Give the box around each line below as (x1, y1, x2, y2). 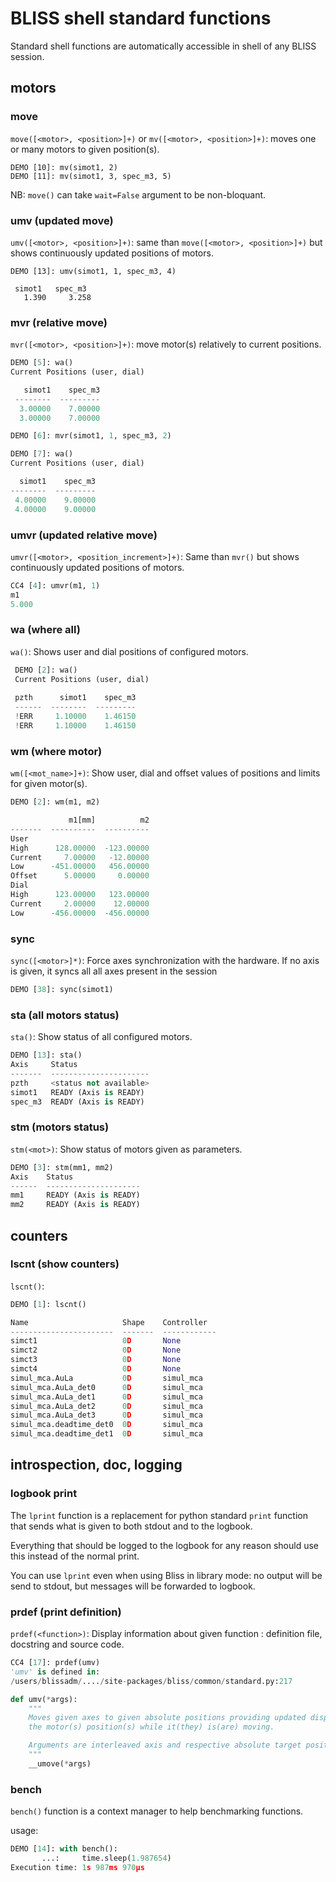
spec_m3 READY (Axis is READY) (10, 1097, 145, 1107)
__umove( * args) (28, 1758, 92, 1769)
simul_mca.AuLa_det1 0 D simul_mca (10, 1392, 203, 1402)
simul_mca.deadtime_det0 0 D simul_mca (10, 1420, 203, 1430)
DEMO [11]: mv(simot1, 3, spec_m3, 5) (10, 171, 172, 181)
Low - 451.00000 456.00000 (10, 862, 150, 872)
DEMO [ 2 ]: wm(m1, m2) (10, 797, 101, 807)
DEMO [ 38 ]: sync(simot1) (10, 985, 114, 995)
